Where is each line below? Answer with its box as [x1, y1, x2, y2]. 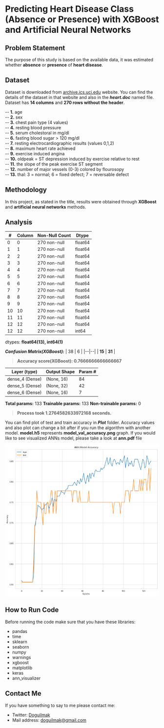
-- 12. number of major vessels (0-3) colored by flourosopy [5, 166, 124, 172]
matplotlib [12, 665, 33, 671]
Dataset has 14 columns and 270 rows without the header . [5, 99, 125, 105]
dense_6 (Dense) [7, 389, 42, 395]
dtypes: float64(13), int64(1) [5, 339, 63, 345]
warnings [12, 654, 31, 660]
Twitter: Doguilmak [12, 712, 50, 718]
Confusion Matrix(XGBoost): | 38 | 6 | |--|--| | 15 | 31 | [5, 348, 116, 354]
